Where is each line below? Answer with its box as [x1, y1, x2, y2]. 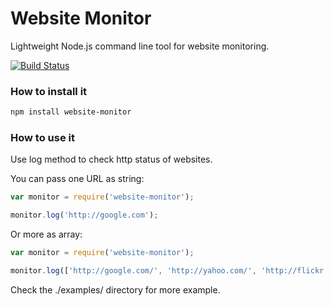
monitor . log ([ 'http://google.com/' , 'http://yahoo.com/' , [10, 266, 257, 276]
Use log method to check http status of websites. [10, 153, 213, 166]
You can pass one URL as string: [10, 173, 145, 185]
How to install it [10, 84, 88, 98]
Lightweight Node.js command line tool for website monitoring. [10, 40, 270, 52]
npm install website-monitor [10, 107, 132, 117]
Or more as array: [10, 228, 83, 241]
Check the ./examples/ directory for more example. [10, 283, 221, 296]
